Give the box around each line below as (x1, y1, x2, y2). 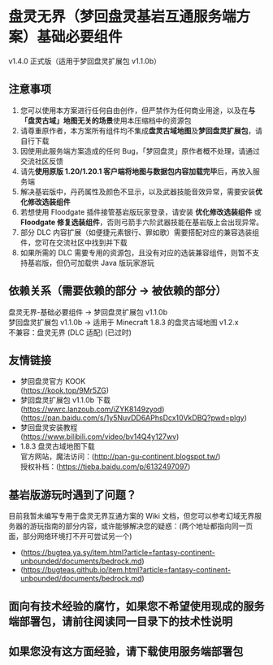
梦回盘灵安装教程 (19, 423, 78, 432)
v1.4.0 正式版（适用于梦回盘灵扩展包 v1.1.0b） (8, 56, 161, 66)
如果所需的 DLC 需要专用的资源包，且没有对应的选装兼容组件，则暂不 (19, 247, 253, 257)
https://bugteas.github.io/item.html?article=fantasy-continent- (23, 565, 232, 575)
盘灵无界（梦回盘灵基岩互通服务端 (8, 7, 237, 26)
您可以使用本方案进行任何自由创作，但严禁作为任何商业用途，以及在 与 (19, 105, 256, 115)
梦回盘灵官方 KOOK (19, 376, 86, 386)
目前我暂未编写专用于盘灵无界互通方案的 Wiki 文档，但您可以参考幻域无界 (8, 511, 255, 521)
